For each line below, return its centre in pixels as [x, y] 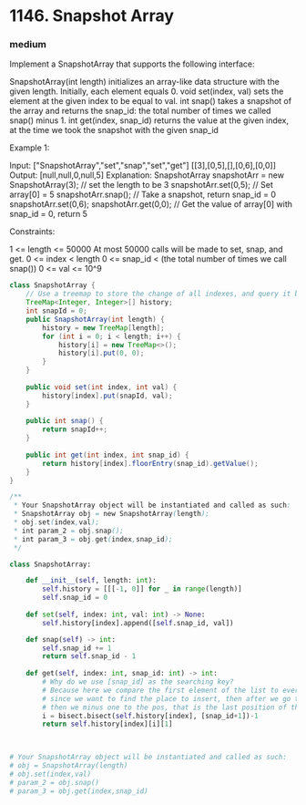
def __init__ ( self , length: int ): [91, 581]
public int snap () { [65, 421]
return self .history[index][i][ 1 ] [107, 724]
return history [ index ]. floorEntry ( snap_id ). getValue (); [150, 463]
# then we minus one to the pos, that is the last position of [164, 707]
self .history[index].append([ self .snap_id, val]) [138, 623]
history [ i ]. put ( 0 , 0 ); [101, 353]
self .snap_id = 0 [75, 598]
